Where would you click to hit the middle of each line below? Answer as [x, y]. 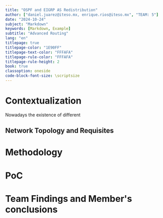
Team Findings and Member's [69, 199]
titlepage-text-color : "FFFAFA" [39, 52]
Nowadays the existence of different [43, 115]
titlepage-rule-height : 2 [32, 62]
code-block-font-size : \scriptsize [43, 76]
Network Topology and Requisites [60, 131]
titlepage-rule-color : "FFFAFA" [39, 57]
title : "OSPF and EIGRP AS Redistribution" [52, 10]
